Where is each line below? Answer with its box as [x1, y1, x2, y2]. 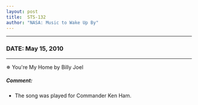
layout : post [6, 8, 38, 15]
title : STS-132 [6, 14, 46, 20]
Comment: [6, 77, 33, 84]
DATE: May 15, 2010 [6, 45, 64, 53]
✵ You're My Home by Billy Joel [6, 63, 84, 71]
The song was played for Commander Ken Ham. [14, 92, 131, 99]
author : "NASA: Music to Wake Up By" [6, 19, 99, 25]
